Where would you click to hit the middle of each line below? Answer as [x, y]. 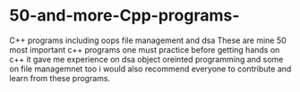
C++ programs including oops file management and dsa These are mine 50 [148, 40]
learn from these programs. [60, 78]
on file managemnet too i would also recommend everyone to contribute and [150, 69]
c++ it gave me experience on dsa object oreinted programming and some [146, 59]
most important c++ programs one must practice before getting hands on [145, 49]
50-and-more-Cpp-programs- [124, 16]
